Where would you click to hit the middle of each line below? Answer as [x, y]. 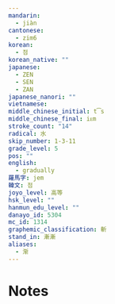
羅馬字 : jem [26, 178]
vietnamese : [28, 104]
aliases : [23, 244]
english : [23, 164]
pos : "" [21, 156]
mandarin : [25, 15]
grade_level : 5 [33, 148]
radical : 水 [27, 133]
